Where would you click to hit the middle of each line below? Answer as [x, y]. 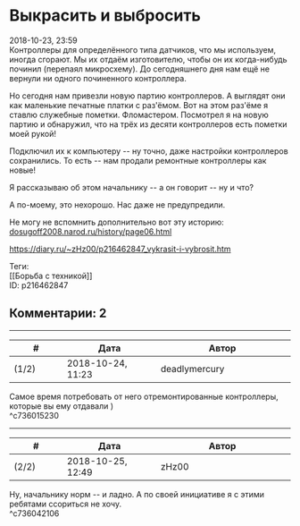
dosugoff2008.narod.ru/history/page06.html [91, 231]
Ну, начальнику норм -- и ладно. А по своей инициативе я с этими [137, 494]
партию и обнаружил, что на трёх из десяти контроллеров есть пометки [148, 124]
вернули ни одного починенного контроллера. [98, 78]
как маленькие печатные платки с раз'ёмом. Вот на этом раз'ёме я [139, 105]
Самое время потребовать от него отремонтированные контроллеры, [144, 396]
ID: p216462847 [39, 285]
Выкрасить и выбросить [105, 16]
